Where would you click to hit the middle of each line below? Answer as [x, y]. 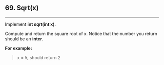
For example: [19, 48]
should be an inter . [24, 39]
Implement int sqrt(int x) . [31, 24]
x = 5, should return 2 [39, 57]
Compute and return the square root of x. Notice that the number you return [81, 33]
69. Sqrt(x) [22, 8]
